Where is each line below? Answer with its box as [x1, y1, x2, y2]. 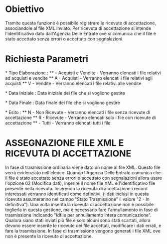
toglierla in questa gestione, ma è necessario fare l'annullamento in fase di [5, 207, 158, 213]
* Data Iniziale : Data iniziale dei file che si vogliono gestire [5, 90, 126, 96]
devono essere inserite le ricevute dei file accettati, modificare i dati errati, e [5, 223, 162, 229]
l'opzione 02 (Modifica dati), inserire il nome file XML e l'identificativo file [5, 180, 156, 186]
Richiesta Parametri [5, 53, 89, 65]
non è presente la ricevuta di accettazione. [5, 233, 93, 239]
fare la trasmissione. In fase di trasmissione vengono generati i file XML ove [5, 228, 161, 234]
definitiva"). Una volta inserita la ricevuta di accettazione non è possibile [5, 201, 154, 207]
